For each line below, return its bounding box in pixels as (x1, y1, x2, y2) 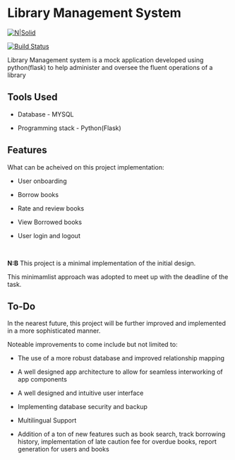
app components (17, 375, 67, 384)
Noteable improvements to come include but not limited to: (7, 341, 178, 349)
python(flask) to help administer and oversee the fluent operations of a (7, 63, 213, 71)
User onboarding (17, 177, 67, 185)
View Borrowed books (17, 218, 83, 226)
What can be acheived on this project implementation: (7, 163, 164, 171)
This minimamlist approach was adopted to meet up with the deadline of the (7, 272, 229, 281)
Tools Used (7, 91, 58, 103)
